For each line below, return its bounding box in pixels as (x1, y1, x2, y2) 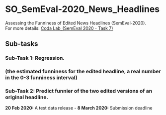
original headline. (5, 94, 49, 101)
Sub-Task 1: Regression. (5, 55, 65, 62)
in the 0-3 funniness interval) (5, 74, 78, 81)
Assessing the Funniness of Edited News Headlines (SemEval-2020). (5, 20, 147, 26)
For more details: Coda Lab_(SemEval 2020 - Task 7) (5, 25, 113, 31)
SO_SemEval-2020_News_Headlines (5, 3, 160, 15)
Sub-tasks (5, 40, 38, 48)
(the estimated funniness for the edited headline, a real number (5, 68, 161, 75)
